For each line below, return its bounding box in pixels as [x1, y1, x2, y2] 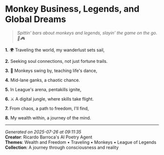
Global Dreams [5, 14, 66, 25]
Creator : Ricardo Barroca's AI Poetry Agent [5, 134, 93, 140]
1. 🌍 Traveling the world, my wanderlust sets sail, [5, 47, 105, 53]
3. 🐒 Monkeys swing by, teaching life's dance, [5, 67, 98, 74]
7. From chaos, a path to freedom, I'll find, [5, 105, 89, 111]
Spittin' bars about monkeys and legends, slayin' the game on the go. [17, 30, 158, 36]
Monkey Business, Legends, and [5, 3, 140, 15]
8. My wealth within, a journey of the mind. [5, 115, 91, 120]
